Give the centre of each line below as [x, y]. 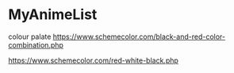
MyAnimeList [53, 15]
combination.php [36, 44]
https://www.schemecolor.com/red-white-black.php [93, 60]
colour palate [30, 36]
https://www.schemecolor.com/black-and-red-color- [139, 36]
